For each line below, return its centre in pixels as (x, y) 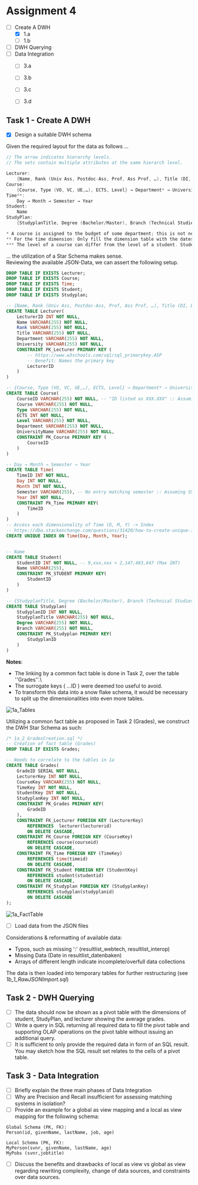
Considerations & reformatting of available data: (64, 937)
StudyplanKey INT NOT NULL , (51, 799)
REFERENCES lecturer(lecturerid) (70, 826)
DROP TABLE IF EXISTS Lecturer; (46, 273)
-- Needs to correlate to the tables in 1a (60, 760)
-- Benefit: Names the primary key (71, 361)
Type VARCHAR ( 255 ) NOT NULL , (52, 410)
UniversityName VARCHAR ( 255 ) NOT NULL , (66, 432)
